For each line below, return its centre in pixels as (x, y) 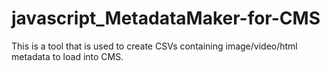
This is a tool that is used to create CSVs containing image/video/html (154, 46)
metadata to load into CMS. (67, 56)
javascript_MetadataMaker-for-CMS (166, 18)
